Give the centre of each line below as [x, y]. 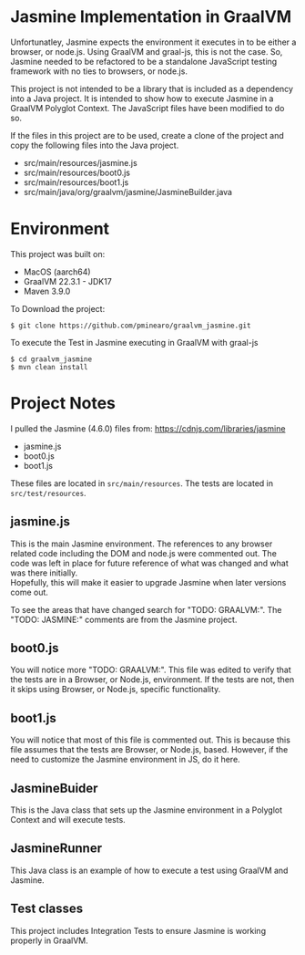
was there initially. [44, 573]
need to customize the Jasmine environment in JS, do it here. [125, 760]
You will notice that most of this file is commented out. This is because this [150, 740]
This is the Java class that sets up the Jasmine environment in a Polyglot [147, 810]
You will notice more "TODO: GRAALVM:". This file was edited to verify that [151, 670]
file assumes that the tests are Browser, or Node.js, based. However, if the [149, 750]
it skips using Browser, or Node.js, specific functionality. [116, 690]
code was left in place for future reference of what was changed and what [150, 563]
